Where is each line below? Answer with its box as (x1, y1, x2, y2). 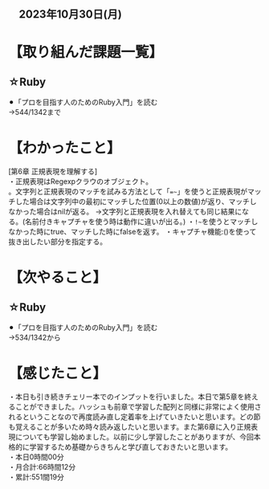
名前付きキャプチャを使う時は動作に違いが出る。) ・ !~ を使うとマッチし (25, 217, 259, 226)
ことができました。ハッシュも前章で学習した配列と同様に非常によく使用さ (14, 402, 262, 412)
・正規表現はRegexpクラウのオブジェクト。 (8, 177, 153, 186)
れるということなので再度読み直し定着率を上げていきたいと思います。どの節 (8, 412, 261, 422)
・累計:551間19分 (8, 472, 64, 482)
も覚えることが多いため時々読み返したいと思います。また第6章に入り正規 (8, 422, 251, 432)
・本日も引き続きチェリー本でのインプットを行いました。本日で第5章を (8, 392, 245, 401)
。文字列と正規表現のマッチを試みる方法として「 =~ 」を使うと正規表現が (8, 187, 247, 197)
